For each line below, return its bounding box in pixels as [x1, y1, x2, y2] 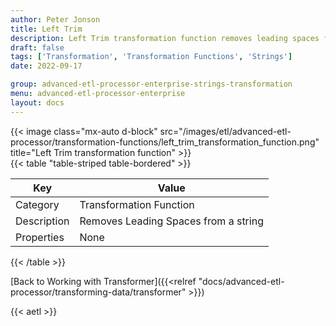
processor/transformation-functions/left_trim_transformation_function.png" [10, 136, 320, 148]
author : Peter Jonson [10, 14, 101, 25]
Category [15, 197, 60, 211]
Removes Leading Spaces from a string [79, 214, 264, 228]
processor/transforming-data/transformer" [10, 286, 187, 298]
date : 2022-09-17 [10, 61, 83, 71]
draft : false [10, 42, 65, 53]
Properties [15, 230, 65, 244]
